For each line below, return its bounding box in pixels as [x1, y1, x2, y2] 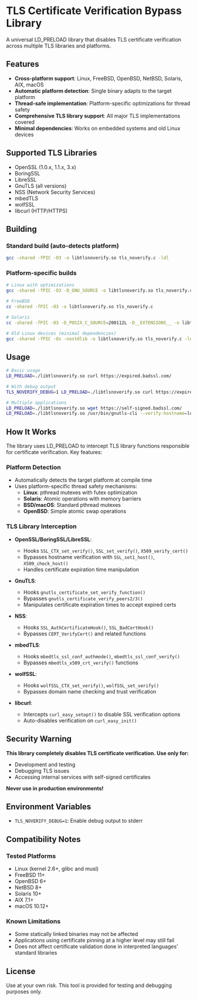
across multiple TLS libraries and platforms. [6, 42, 111, 49]
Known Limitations [6, 917, 61, 925]
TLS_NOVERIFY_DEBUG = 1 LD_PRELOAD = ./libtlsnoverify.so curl [6, 389, 154, 395]
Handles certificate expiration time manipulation [23, 566, 140, 573]
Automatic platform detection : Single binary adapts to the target [14, 87, 172, 94]
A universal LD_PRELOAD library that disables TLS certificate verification [6, 36, 182, 43]
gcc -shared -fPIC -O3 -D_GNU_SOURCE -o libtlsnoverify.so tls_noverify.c [6, 288, 193, 294]
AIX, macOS [14, 81, 44, 88]
